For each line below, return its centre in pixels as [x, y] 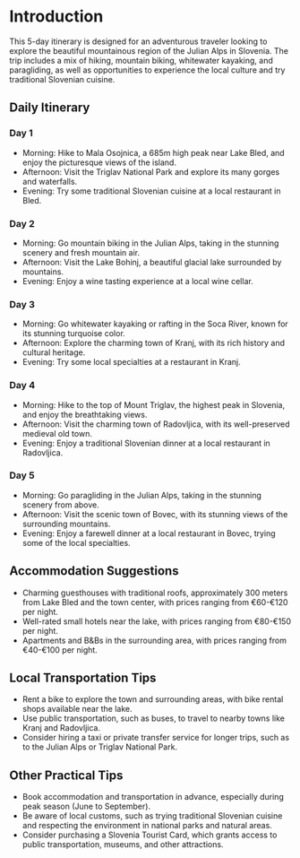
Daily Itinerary [50, 108]
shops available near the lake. [77, 709]
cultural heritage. [54, 352]
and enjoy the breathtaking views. [85, 414]
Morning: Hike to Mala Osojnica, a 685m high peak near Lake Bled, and [153, 152]
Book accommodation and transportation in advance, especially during [153, 797]
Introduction [56, 17]
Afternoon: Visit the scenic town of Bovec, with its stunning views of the [155, 514]
